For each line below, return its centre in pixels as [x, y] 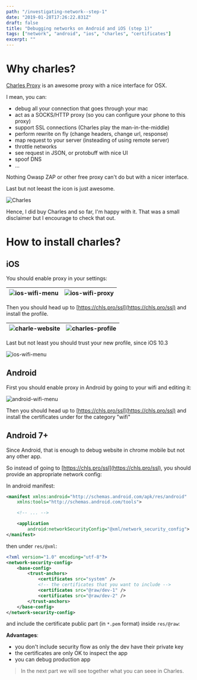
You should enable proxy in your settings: [57, 278]
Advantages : [22, 635]
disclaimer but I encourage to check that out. [61, 218]
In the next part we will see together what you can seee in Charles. [102, 671]
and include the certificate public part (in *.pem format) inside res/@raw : [93, 624]
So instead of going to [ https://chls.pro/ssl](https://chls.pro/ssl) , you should [99, 468]
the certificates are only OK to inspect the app [71, 653]
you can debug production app [53, 660]
